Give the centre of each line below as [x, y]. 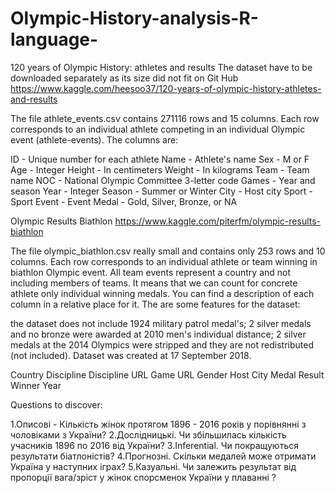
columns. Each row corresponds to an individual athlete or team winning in [164, 261]
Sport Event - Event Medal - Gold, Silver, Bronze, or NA [124, 201]
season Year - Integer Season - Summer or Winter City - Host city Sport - [161, 191]
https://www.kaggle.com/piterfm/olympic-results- [218, 221]
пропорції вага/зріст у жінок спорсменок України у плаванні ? [143, 477]
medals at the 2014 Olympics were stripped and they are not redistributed [162, 344]
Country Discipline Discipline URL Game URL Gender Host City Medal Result [167, 374]
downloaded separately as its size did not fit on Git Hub [124, 78]
